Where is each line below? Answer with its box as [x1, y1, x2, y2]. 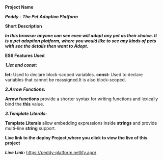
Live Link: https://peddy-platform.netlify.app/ [5, 150, 97, 155]
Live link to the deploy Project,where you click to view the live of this [5, 135, 148, 140]
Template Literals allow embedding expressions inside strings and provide [5, 120, 157, 126]
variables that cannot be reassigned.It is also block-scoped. [5, 77, 126, 82]
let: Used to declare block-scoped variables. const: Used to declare [5, 72, 143, 78]
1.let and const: [5, 62, 38, 68]
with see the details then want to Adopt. [5, 43, 88, 49]
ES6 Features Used [5, 53, 45, 58]
